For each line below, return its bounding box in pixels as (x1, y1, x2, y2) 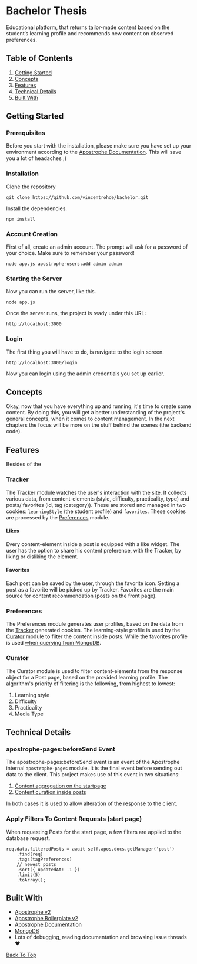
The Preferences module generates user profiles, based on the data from (6, 620, 183, 628)
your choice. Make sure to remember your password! (6, 250, 135, 257)
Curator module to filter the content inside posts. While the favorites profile (6, 633, 188, 640)
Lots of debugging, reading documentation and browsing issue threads (14, 934, 187, 941)
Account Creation (6, 230, 58, 238)
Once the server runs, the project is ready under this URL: (6, 310, 146, 317)
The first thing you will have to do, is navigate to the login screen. (6, 348, 164, 355)
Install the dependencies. (6, 205, 68, 212)
